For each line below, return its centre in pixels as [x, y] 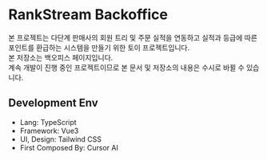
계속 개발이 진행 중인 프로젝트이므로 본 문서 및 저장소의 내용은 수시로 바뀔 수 [127, 67]
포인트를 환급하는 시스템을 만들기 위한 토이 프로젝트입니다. [99, 47]
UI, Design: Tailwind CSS [61, 139]
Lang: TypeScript [48, 122]
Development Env [53, 103]
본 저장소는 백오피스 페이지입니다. [61, 57]
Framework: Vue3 [49, 131]
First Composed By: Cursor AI [69, 147]
